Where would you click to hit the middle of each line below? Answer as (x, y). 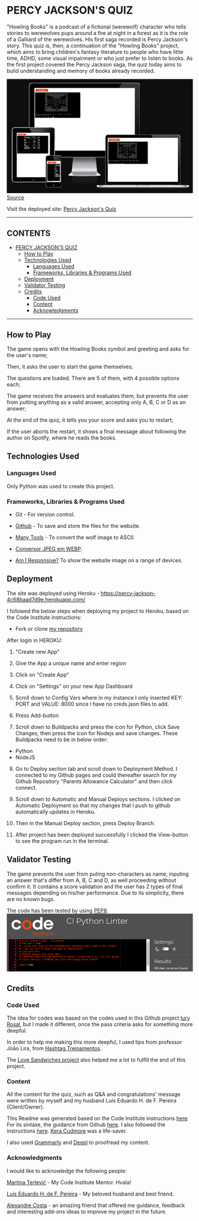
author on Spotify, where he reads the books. (62, 438)
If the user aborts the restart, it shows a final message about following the (97, 431)
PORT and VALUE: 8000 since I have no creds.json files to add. (92, 704)
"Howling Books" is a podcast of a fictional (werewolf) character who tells (97, 27)
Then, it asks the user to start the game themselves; (70, 366)
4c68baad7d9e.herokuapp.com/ (46, 600)
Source (15, 198)
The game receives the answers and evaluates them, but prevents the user (98, 396)
